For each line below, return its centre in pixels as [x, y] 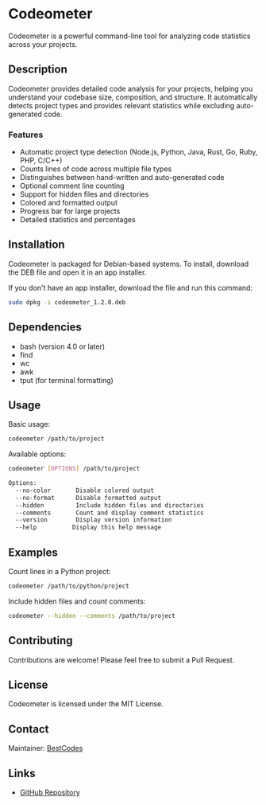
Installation [37, 245]
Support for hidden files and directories [84, 194]
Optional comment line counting [72, 186]
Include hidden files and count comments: [77, 601]
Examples [33, 552]
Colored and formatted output [68, 203]
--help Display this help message [88, 528]
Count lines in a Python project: [60, 572]
